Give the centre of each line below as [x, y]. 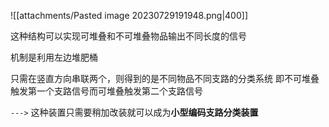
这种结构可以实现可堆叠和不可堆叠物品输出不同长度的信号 [128, 36]
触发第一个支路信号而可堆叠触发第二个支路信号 [106, 91]
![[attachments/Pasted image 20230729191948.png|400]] [129, 15]
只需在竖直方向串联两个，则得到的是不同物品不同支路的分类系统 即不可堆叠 [165, 78]
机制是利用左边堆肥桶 [54, 57]
